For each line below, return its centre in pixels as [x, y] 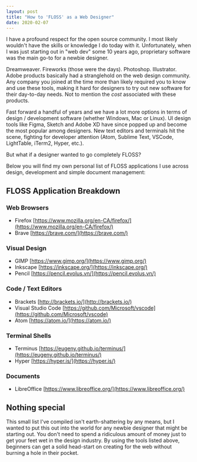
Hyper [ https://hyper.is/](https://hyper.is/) [65, 361]
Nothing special [36, 408]
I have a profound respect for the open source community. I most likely [92, 39]
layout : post [22, 11]
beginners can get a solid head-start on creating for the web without [89, 447]
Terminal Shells [29, 335]
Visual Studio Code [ [39, 308]
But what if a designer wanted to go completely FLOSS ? [74, 155]
